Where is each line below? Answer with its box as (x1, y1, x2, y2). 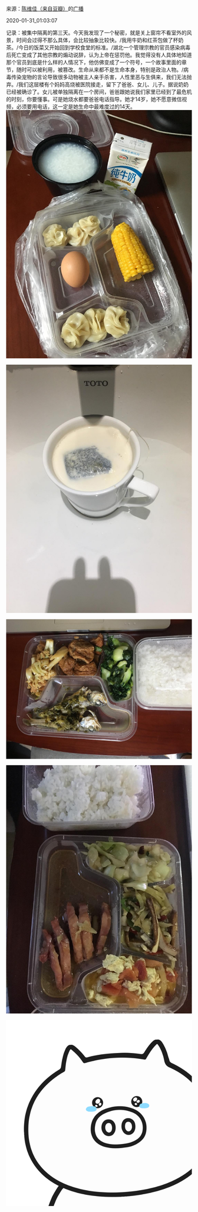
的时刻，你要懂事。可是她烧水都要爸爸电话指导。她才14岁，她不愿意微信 (6, 96, 182, 102)
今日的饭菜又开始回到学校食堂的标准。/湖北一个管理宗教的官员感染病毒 (18, 44, 191, 51)
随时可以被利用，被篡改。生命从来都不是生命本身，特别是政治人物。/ (16, 66, 184, 73)
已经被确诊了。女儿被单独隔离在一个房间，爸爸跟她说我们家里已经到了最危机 (6, 88, 192, 95)
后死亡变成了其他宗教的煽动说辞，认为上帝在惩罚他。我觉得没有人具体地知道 (6, 51, 192, 58)
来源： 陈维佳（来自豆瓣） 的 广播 (6, 5, 84, 12)
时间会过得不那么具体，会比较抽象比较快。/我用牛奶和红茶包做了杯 (16, 37, 179, 43)
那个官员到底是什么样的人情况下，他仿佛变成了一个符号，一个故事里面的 (6, 59, 181, 66)
